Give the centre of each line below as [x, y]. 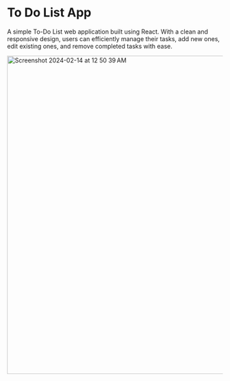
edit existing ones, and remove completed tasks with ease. [90, 46]
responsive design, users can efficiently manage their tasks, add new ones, [114, 38]
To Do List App [49, 13]
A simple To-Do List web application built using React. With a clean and [108, 32]
